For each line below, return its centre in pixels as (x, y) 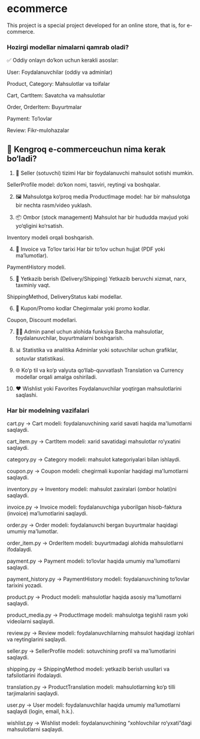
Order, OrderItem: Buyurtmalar (44, 107)
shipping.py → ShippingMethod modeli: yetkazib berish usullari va (88, 669)
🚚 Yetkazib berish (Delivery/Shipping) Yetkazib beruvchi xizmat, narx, (101, 279)
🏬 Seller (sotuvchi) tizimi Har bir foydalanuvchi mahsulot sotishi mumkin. (104, 173)
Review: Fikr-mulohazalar (38, 130)
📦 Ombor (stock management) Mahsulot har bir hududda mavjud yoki (102, 217)
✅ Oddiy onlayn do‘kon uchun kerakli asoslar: (63, 60)
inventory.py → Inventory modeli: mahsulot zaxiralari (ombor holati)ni (92, 489)
